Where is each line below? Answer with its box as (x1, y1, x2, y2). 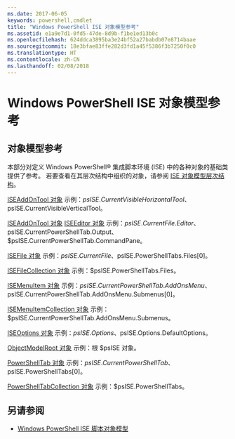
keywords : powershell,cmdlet (7, 17, 93, 24)
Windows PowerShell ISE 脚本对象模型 (17, 424, 128, 433)
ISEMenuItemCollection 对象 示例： (7, 305, 109, 313)
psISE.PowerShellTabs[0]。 (7, 367, 86, 376)
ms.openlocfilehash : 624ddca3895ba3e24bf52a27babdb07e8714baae (7, 37, 196, 44)
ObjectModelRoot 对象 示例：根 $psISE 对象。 (7, 343, 140, 352)
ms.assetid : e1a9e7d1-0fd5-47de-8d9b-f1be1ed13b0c (7, 30, 159, 37)
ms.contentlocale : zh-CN (7, 56, 80, 63)
